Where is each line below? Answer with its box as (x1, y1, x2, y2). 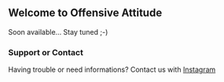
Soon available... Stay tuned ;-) (8, 27, 108, 36)
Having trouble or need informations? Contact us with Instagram (8, 65, 216, 74)
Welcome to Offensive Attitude (8, 6, 163, 20)
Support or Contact (8, 47, 84, 58)
